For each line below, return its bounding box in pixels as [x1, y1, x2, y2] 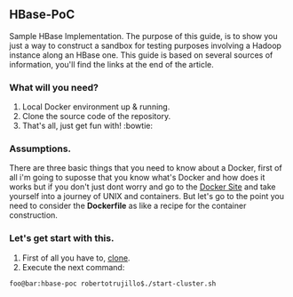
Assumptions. [9, 142, 72, 155]
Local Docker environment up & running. [21, 101, 170, 112]
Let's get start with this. [9, 232, 115, 245]
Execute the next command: [21, 261, 125, 272]
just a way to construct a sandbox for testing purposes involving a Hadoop [9, 40, 282, 51]
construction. [9, 210, 58, 221]
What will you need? [9, 81, 99, 93]
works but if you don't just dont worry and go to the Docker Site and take [9, 181, 276, 192]
